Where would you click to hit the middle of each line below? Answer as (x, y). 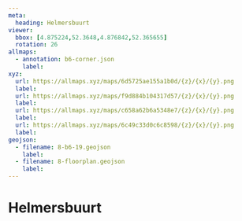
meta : (17, 15)
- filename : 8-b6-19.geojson (63, 147)
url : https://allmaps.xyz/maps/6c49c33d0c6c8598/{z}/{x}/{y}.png (125, 125)
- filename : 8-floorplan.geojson (70, 162)
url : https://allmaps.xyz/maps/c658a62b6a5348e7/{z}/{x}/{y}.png (125, 111)
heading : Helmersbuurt (52, 23)
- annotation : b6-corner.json (65, 60)
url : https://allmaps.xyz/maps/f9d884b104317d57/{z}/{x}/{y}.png (125, 96)
